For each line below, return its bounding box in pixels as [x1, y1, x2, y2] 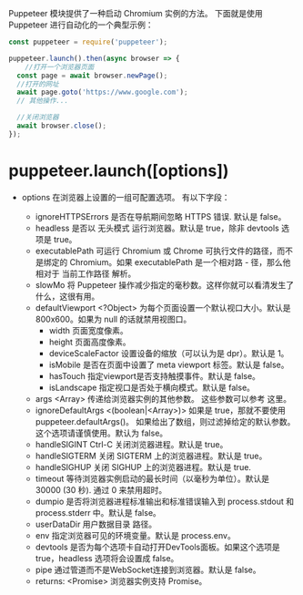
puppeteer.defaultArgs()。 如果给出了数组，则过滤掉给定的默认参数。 [35, 415, 296, 426]
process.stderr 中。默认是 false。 [35, 507, 161, 518]
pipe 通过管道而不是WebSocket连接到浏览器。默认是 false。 [35, 564, 261, 575]
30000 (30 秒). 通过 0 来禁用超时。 [35, 484, 167, 495]
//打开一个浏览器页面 [25, 62, 95, 71]
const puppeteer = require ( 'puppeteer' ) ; [8, 37, 168, 46]
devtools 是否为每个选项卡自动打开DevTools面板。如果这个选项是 [35, 541, 280, 552]
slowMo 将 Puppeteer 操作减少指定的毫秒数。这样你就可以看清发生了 [35, 279, 295, 290]
